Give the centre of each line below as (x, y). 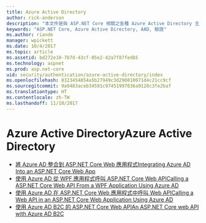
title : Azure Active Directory (46, 12)
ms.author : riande (30, 35)
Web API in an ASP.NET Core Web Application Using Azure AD (94, 199)
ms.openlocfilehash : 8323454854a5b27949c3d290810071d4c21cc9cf (89, 80)
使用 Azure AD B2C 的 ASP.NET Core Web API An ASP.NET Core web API (107, 206)
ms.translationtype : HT (37, 92)
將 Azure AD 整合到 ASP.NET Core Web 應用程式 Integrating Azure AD (103, 164)
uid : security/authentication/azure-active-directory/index (85, 75)
